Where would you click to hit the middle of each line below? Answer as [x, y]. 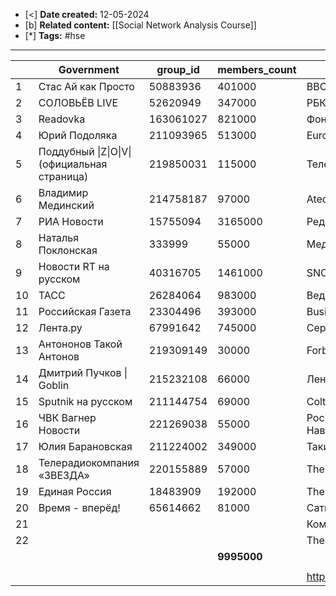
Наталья [59, 237]
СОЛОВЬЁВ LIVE [78, 102]
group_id [178, 69]
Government [89, 69]
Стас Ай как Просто [86, 86]
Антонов [59, 356]
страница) [63, 176]
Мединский [66, 205]
